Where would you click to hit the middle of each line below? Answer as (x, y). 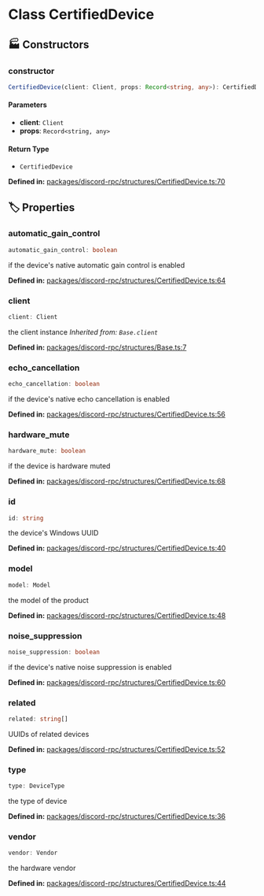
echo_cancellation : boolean (54, 384)
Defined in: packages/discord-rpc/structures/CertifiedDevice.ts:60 (117, 682)
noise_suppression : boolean (54, 652)
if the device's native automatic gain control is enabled (97, 265)
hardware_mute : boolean (47, 451)
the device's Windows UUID (53, 533)
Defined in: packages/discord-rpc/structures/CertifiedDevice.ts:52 (117, 749)
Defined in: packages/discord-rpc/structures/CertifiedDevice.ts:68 (117, 481)
